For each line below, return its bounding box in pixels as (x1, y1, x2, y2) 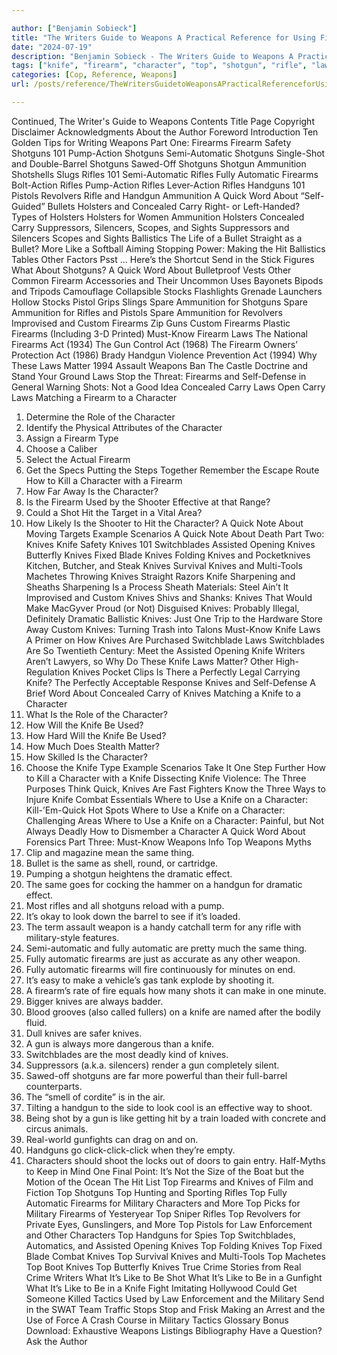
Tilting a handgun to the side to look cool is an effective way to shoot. (25, 1101, 313, 1113)
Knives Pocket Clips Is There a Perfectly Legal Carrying (72, 666, 301, 678)
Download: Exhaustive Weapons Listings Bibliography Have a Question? (25, 1324, 323, 1336)
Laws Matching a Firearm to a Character (11, 391, 178, 403)
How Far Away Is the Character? (25, 485, 159, 497)
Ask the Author (25, 1335, 88, 1347)
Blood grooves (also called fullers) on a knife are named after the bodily (25, 1006, 321, 1018)
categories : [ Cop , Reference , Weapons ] (11, 70, 178, 80)
